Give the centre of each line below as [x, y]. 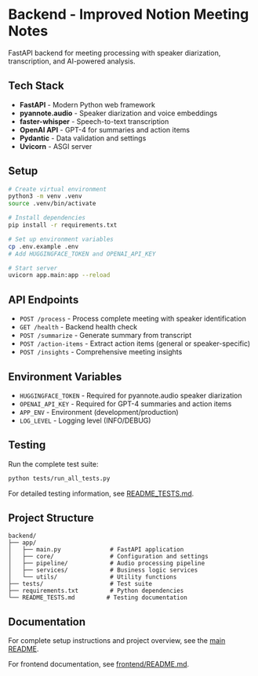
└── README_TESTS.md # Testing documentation [98, 598]
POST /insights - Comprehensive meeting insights [101, 352]
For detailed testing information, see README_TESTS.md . [101, 493]
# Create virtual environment [58, 189]
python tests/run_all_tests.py [59, 478]
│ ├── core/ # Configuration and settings [109, 557]
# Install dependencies [47, 218]
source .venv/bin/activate [52, 204]
